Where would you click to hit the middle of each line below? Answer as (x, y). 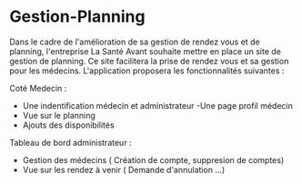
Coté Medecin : (38, 88)
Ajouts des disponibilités (69, 125)
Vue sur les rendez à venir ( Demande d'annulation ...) (124, 169)
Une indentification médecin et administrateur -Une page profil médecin (157, 105)
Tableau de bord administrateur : (70, 142)
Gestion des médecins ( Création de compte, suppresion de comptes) (153, 159)
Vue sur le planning (59, 115)
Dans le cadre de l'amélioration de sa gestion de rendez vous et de (135, 42)
